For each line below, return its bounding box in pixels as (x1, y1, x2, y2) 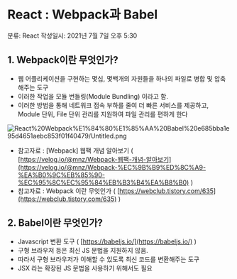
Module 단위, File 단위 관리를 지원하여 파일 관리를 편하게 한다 (17, 109, 188, 118)
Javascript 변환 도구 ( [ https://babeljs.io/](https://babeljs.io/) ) (17, 237, 197, 246)
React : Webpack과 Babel (7, 6, 158, 23)
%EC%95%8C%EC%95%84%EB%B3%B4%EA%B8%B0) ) (17, 178, 194, 187)
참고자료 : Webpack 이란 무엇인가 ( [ (17, 186, 120, 195)
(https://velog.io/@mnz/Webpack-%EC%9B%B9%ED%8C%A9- (17, 163, 206, 171)
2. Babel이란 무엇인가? (7, 217, 103, 229)
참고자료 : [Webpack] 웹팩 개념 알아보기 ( (17, 146, 133, 155)
